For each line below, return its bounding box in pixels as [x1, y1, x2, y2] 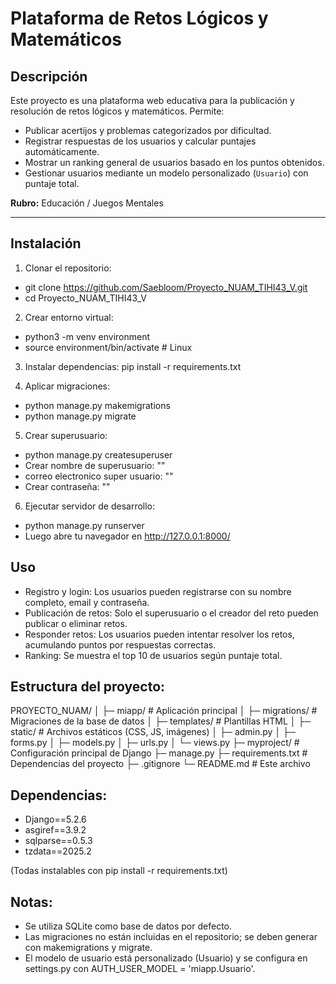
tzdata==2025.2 [24, 845, 92, 857]
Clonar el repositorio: [24, 262, 112, 274]
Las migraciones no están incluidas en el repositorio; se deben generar [24, 931, 318, 943]
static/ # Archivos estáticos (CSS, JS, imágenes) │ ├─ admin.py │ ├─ [10, 726, 296, 738]
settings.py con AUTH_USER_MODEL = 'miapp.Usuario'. [24, 963, 256, 975]
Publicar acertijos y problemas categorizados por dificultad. [24, 125, 272, 136]
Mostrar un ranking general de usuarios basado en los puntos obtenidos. [24, 157, 325, 168]
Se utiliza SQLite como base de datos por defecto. [24, 920, 233, 932]
